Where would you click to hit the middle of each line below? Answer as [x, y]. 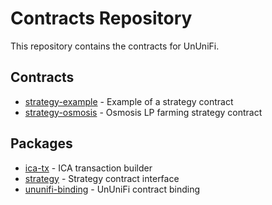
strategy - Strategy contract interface [102, 178]
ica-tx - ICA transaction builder [88, 168]
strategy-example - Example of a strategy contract [129, 101]
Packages [41, 143]
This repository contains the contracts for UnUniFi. [115, 46]
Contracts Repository [101, 18]
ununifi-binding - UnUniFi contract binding [112, 189]
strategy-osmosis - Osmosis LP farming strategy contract [143, 112]
